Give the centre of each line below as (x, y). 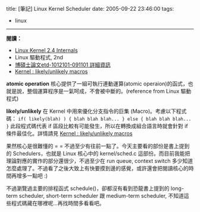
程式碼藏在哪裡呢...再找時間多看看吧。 (58, 203)
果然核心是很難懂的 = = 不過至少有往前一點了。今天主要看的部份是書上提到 (98, 146)
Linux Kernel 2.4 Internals (46, 50)
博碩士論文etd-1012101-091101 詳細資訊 (63, 65)
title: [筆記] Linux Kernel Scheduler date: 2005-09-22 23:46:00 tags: (90, 9)
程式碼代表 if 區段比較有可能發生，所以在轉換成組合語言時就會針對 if (104, 126)
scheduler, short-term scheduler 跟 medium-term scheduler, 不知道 (101, 196)
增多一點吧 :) (32, 176)
